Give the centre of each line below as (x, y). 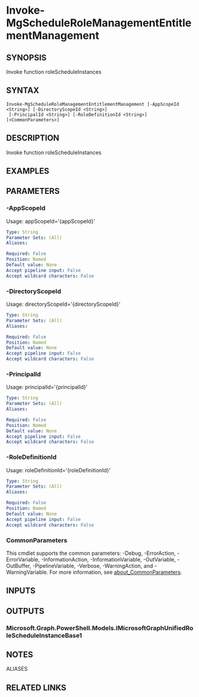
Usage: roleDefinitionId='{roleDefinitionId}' (59, 470)
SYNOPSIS (26, 57)
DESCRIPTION (33, 138)
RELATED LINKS (36, 687)
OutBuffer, (19, 566)
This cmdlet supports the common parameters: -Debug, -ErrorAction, (91, 553)
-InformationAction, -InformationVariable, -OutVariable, (109, 559)
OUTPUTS (25, 611)
